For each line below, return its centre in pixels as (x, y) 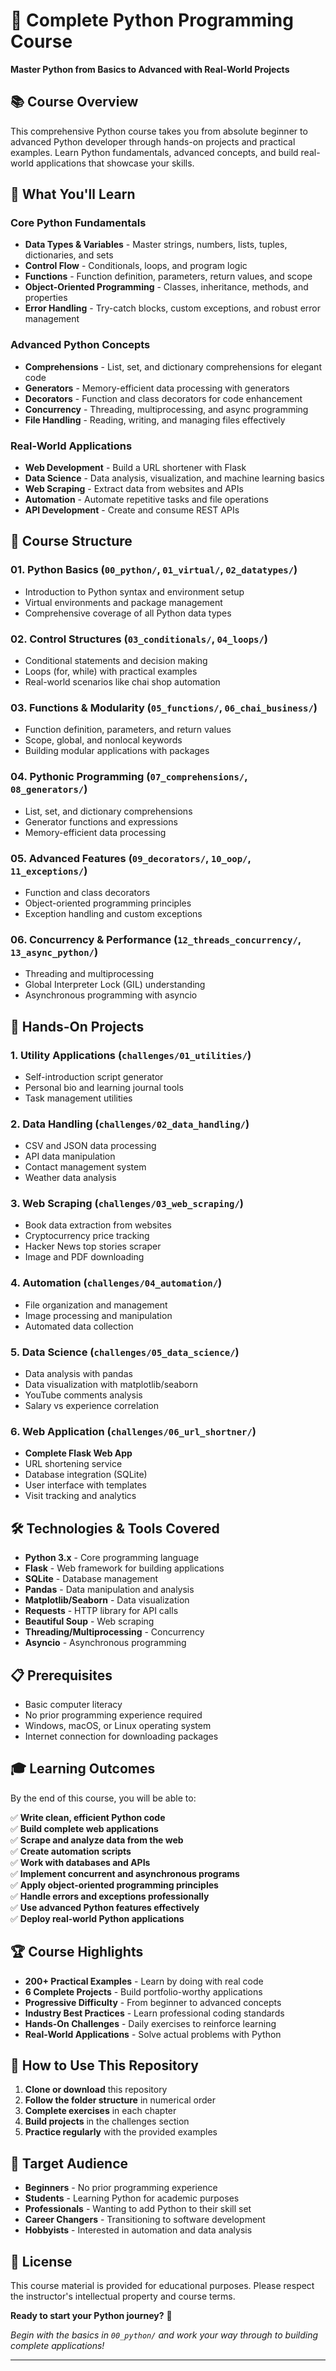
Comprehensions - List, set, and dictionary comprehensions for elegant (173, 366)
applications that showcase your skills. (115, 163)
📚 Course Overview (74, 102)
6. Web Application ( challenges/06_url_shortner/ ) (133, 1431)
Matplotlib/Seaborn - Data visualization (107, 1600)
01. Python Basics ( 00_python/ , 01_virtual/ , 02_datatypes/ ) (154, 570)
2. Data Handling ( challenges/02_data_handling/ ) (130, 1124)
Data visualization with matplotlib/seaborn (111, 1385)
